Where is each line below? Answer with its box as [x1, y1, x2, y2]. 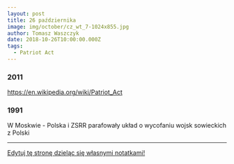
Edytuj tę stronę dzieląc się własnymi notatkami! [7, 149, 146, 157]
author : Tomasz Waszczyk [7, 29, 79, 37]
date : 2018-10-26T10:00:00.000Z [7, 36, 101, 43]
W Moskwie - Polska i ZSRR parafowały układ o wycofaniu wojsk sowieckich [7, 121, 227, 130]
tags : [7, 43, 23, 50]
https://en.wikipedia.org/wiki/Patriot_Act [7, 88, 123, 96]
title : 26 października [7, 17, 77, 24]
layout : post [7, 10, 45, 17]
